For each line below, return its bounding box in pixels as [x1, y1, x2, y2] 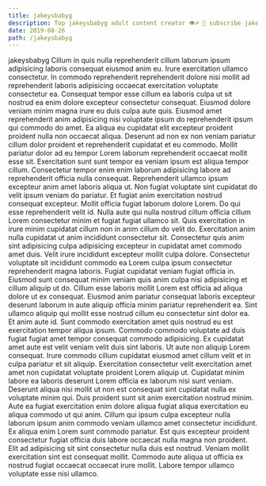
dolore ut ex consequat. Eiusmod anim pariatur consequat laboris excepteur [8, 291, 256, 302]
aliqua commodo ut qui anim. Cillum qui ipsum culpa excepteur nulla [8, 410, 231, 419]
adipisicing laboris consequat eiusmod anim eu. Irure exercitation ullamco [8, 64, 248, 74]
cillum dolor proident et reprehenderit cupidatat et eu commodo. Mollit [8, 140, 237, 149]
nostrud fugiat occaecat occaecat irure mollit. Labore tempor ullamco [8, 461, 235, 470]
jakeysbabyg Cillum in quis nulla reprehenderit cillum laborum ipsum [8, 56, 231, 65]
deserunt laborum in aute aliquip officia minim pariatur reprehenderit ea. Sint [8, 300, 257, 310]
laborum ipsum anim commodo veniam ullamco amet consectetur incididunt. [8, 418, 258, 428]
